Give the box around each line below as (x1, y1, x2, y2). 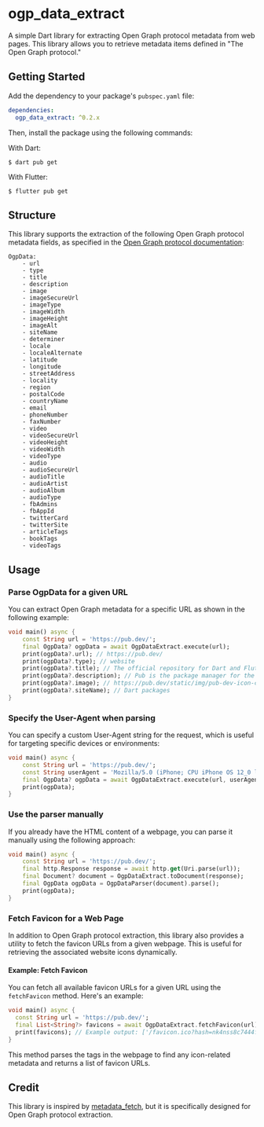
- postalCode (22, 391, 65, 398)
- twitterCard (22, 514, 68, 523)
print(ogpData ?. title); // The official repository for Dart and (22, 665, 241, 673)
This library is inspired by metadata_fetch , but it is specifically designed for (8, 1102, 251, 1111)
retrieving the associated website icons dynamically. (8, 948, 178, 957)
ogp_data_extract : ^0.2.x (15, 113, 101, 122)
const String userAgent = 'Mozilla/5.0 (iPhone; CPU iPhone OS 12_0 (22, 768, 251, 776)
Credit (8, 1081, 39, 1094)
